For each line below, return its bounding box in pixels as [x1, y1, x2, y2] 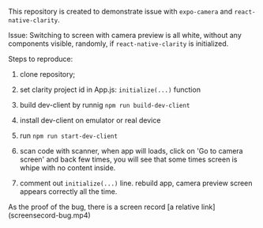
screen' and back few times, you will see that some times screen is [19, 154, 238, 164]
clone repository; [19, 70, 76, 78]
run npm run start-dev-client [19, 131, 118, 140]
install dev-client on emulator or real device [19, 116, 161, 125]
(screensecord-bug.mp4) [8, 211, 91, 220]
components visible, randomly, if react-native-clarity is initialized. [8, 39, 229, 48]
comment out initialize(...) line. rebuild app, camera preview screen [19, 178, 253, 188]
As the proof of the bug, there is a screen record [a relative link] [8, 202, 216, 211]
